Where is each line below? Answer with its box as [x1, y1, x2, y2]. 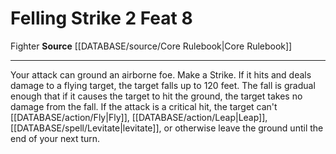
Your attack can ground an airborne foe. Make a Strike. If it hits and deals [10, 68, 312, 81]
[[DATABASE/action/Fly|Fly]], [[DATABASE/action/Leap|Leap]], [10, 111, 268, 123]
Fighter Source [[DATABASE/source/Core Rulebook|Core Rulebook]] [10, 40, 293, 52]
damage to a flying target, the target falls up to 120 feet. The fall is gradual [10, 79, 316, 91]
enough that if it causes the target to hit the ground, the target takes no [10, 90, 303, 102]
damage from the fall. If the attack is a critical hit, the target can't [10, 100, 278, 112]
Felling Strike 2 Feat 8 [10, 7, 193, 30]
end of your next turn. [10, 132, 101, 144]
